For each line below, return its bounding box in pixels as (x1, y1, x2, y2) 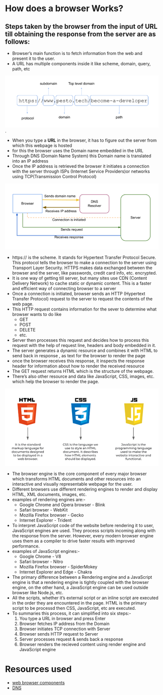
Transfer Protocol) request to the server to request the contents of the (12, 295, 153, 302)
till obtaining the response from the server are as (5, 30, 156, 38)
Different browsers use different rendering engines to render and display (12, 486, 158, 492)
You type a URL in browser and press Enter (19, 615, 106, 621)
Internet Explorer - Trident (19, 517, 72, 523)
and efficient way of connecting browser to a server (12, 285, 117, 291)
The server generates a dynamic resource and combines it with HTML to (12, 347, 158, 353)
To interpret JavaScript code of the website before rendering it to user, (12, 522, 154, 528)
